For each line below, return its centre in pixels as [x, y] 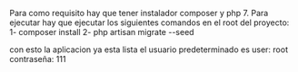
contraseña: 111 [38, 59]
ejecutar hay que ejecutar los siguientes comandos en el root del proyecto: [149, 22]
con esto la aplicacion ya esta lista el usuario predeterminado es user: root [149, 49]
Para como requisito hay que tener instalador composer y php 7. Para [139, 13]
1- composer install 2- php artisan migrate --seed [102, 32]
